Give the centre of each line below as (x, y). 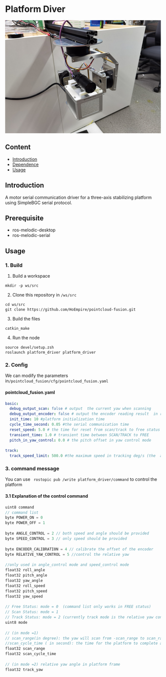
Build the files (26, 319)
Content (18, 147)
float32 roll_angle (25, 570)
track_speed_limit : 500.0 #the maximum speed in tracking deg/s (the (83, 456)
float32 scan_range (25, 649)
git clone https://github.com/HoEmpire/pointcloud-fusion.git (70, 310)
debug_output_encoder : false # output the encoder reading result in (84, 414)
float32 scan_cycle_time (31, 654)
